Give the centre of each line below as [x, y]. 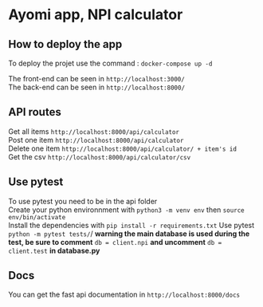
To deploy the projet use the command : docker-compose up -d [110, 63]
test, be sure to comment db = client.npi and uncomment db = [115, 242]
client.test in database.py [54, 250]
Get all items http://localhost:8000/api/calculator [94, 131]
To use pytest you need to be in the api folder [83, 201]
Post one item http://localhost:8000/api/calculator [96, 140]
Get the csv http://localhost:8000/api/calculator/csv [100, 156]
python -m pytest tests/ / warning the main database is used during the [129, 234]
